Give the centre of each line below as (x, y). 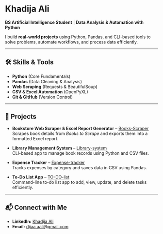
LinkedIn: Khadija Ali (33, 221)
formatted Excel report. (35, 138)
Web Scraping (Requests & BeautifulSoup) (55, 87)
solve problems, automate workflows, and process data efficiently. (72, 42)
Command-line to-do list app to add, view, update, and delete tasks (79, 182)
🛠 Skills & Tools (30, 62)
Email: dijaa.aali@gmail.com (40, 227)
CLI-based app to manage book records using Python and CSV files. (81, 153)
